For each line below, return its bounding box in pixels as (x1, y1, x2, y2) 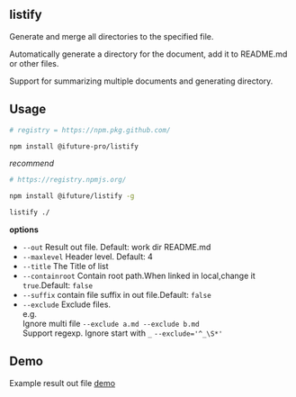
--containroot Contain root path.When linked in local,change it (22, 270, 256, 281)
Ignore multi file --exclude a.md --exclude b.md (22, 319, 200, 329)
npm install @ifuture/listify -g (9, 192, 135, 201)
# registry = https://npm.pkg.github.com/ (9, 125, 171, 134)
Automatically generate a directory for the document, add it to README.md (9, 49, 288, 59)
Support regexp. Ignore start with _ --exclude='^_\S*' (22, 328, 223, 338)
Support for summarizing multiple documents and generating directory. (9, 76, 274, 86)
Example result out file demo (9, 377, 115, 388)
